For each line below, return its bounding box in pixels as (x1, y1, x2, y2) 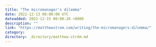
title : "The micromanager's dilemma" (5, 7, 82, 12)
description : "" (5, 21, 38, 26)
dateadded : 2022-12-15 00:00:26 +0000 (5, 16, 84, 21)
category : (5, 30, 25, 35)
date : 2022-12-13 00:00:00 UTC (5, 12, 69, 17)
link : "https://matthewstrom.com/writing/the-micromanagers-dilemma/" (5, 25, 152, 30)
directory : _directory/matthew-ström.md (5, 35, 89, 40)
